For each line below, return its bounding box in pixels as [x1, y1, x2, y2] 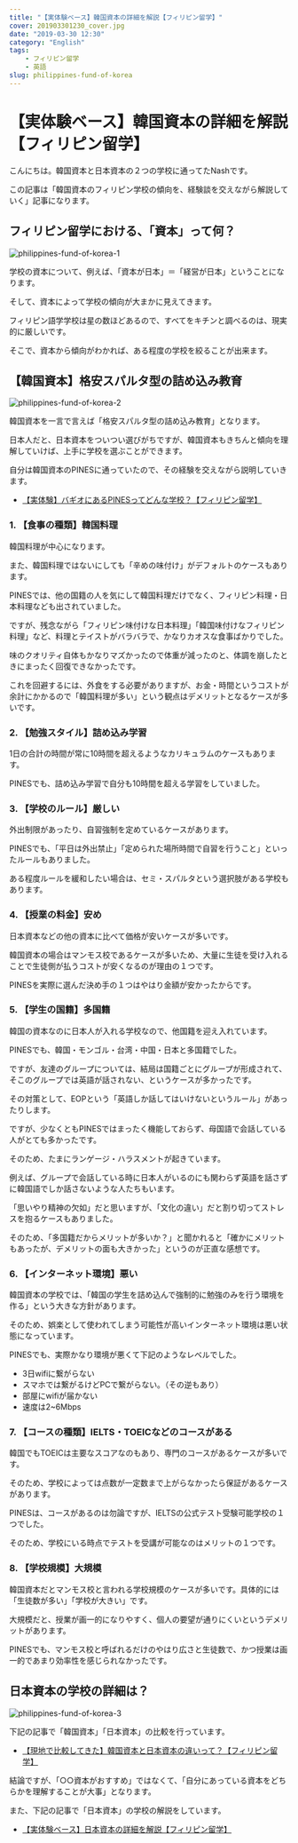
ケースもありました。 [39, 1213, 118, 1224]
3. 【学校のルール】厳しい [9, 802, 121, 814]
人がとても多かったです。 [9, 1134, 102, 1145]
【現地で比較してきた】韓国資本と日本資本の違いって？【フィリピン [21, 1744, 271, 1755]
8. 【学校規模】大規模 [9, 1562, 102, 1575]
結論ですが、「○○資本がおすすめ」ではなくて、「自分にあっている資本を [9, 1775, 271, 1785]
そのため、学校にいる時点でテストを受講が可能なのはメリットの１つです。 [9, 1537, 281, 1548]
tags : [9, 46, 29, 55]
